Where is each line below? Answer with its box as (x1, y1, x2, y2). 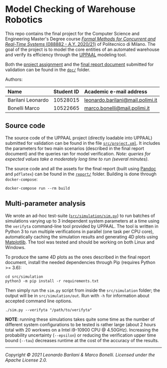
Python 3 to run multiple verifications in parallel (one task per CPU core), (5, 228, 154, 235)
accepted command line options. (5, 298, 73, 304)
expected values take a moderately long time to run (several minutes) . (5, 156, 149, 162)
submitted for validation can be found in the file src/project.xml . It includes (5, 140, 161, 146)
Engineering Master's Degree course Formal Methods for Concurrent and (5, 36, 156, 42)
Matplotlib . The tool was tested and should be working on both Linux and (5, 239, 155, 245)
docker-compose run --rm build (5, 186, 70, 191)
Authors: (5, 76, 23, 82)
